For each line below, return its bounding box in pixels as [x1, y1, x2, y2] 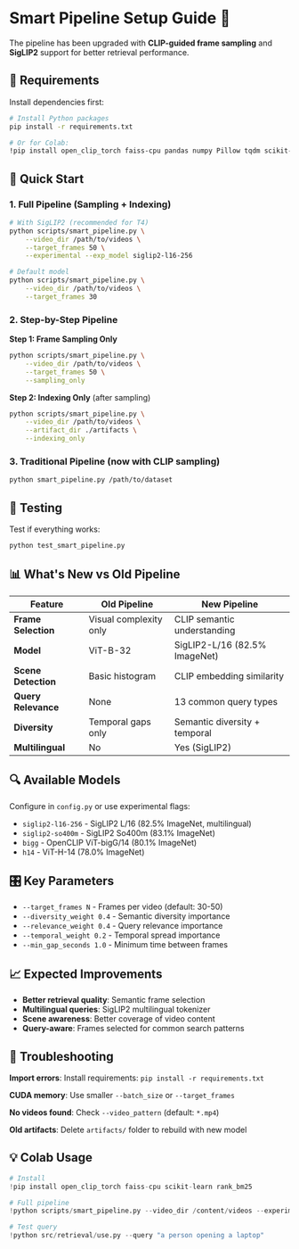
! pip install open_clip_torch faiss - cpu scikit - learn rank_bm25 [9, 1182, 253, 1191]
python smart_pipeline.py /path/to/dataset [9, 476, 174, 484]
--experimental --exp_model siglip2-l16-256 [25, 252, 193, 261]
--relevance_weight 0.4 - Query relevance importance [21, 921, 223, 931]
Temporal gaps [88, 715, 151, 728]
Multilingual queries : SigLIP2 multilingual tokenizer [21, 1004, 211, 1015]
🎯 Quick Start [9, 171, 85, 186]
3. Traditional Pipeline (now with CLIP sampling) [9, 455, 221, 467]
